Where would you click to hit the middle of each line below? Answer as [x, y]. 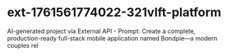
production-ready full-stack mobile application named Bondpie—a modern [112, 38]
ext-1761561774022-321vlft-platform [114, 12]
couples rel [23, 45]
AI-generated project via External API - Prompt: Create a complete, [101, 31]
